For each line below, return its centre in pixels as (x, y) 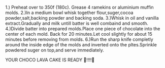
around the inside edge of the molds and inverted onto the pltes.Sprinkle (81, 45)
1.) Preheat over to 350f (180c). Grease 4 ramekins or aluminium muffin (79, 7)
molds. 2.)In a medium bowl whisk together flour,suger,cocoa (69, 13)
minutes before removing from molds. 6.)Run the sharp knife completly (79, 39)
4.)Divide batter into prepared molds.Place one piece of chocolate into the (83, 29)
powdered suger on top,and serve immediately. (55, 50)
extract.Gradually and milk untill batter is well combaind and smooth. (77, 23)
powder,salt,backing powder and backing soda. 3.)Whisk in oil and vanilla (82, 18)
